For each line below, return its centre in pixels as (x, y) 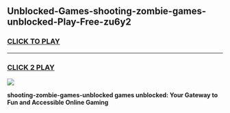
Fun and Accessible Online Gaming (58, 102)
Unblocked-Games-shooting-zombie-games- (107, 11)
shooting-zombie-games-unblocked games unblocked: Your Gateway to (112, 95)
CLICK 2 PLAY (31, 67)
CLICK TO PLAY (34, 42)
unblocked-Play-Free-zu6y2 (69, 22)
